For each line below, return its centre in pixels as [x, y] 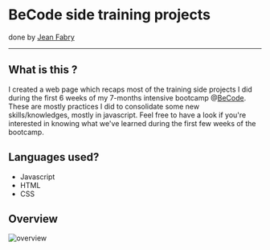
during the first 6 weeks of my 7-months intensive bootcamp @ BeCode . [127, 97]
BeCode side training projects [110, 15]
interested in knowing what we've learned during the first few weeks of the [132, 123]
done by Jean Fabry [41, 37]
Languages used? [54, 157]
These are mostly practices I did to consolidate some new [104, 106]
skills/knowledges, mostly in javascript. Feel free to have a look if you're [127, 115]
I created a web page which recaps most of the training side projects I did [130, 89]
